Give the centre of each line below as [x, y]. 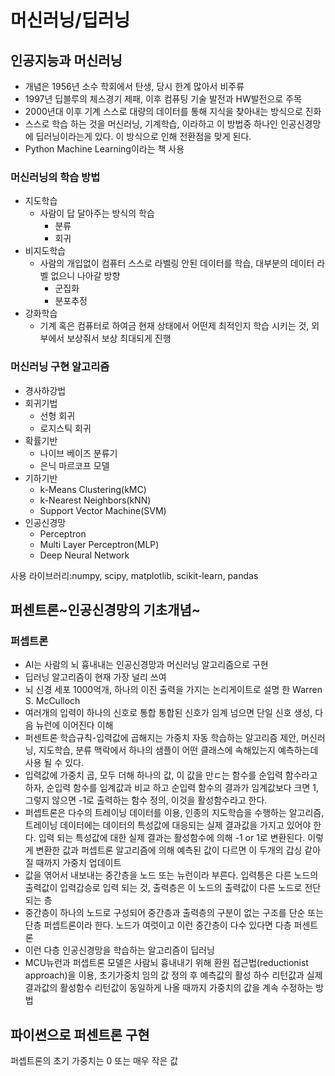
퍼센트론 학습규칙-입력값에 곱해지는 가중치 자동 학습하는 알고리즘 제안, [162, 738]
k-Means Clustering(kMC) [93, 489]
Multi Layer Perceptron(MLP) [99, 544]
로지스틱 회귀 [65, 428]
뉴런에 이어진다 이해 [74, 725]
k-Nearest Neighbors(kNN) [95, 500]
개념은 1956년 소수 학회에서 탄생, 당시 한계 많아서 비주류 [134, 86]
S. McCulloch [52, 701]
